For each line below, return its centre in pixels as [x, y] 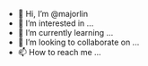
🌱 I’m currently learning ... [65, 33]
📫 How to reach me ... [59, 52]
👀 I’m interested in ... [56, 23]
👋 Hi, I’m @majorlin [52, 14]
